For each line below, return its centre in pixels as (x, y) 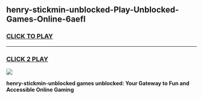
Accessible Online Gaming (40, 89)
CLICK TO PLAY (30, 37)
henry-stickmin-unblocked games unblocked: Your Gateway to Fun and (98, 83)
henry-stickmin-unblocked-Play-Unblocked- (93, 10)
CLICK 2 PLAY (27, 59)
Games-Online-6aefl (46, 19)
